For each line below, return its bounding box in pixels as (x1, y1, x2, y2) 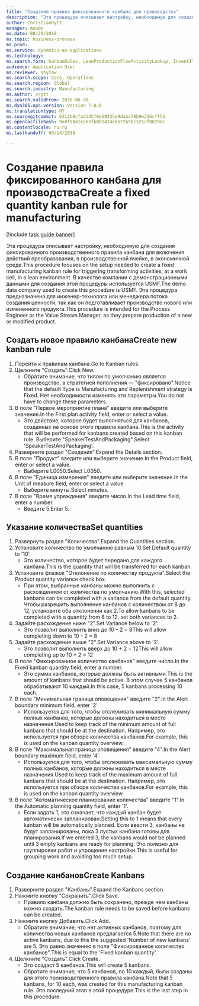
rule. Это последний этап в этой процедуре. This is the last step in (23, 987, 188, 994)
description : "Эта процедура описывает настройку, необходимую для (6, 14, 176, 20)
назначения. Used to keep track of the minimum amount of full (23, 721, 176, 728)
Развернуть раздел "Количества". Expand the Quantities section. (14, 538, 176, 545)
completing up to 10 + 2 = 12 (23, 651, 94, 658)
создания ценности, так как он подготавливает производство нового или (6, 299, 192, 306)
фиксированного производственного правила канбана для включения (6, 249, 185, 256)
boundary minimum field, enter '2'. (14, 702, 99, 709)
